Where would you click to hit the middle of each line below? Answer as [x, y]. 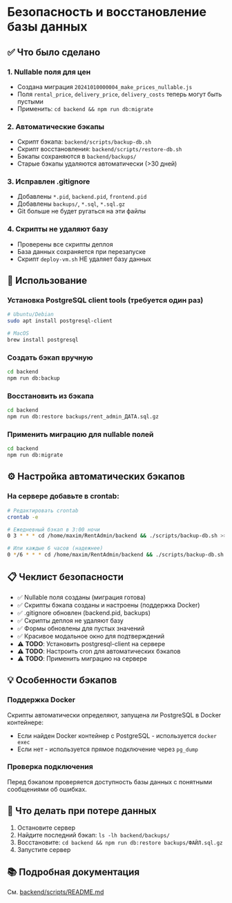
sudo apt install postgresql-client [60, 321]
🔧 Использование [47, 281]
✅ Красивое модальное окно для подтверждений [90, 636]
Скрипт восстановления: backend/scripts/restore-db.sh [99, 149]
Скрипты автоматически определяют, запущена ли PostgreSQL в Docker [114, 715]
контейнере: [25, 722]
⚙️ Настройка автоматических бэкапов [96, 477]
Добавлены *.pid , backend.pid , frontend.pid [82, 197]
